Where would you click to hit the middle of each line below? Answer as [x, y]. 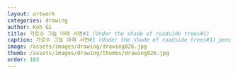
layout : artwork [31, 14]
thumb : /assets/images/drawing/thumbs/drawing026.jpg [89, 54]
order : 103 [23, 60]
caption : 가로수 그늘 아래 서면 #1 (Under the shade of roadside [97, 40]
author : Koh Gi [30, 27]
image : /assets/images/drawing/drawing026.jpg [77, 47]
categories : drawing [38, 20]
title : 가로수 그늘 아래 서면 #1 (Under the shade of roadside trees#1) [109, 33]
